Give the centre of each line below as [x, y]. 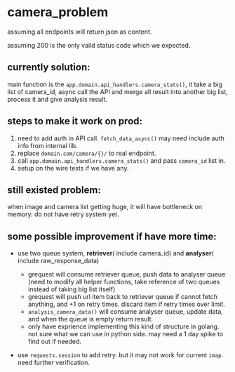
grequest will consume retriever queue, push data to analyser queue [127, 274]
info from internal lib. [47, 145]
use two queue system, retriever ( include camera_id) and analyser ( [115, 253]
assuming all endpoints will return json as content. [80, 32]
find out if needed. [55, 342]
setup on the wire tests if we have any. [73, 168]
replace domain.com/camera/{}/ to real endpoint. [87, 153]
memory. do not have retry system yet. [63, 214]
